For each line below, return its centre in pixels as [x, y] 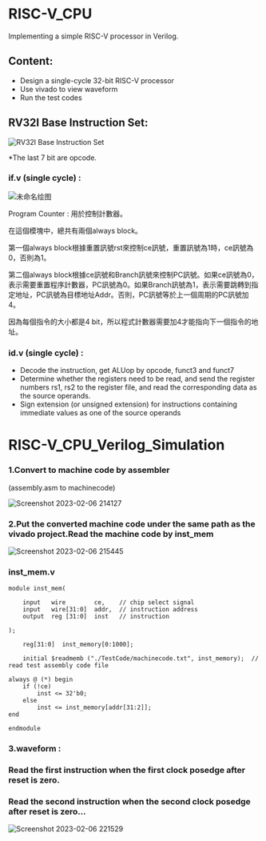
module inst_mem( [37, 589]
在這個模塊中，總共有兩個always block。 [75, 230]
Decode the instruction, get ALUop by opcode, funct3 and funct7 [127, 370]
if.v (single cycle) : [45, 178]
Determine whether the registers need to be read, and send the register [137, 379]
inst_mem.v [32, 571]
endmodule [25, 729]
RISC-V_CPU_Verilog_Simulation [117, 445]
